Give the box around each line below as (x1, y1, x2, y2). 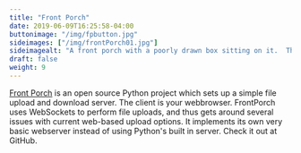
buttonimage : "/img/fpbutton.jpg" (9, 30, 139, 38)
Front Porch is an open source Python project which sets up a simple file (9, 87, 277, 98)
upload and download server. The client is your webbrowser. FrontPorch (9, 97, 276, 107)
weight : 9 (9, 64, 47, 72)
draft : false (9, 55, 58, 64)
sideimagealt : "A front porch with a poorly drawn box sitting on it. (9, 47, 279, 55)
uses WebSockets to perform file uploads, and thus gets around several (9, 106, 274, 117)
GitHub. (9, 135, 38, 146)
